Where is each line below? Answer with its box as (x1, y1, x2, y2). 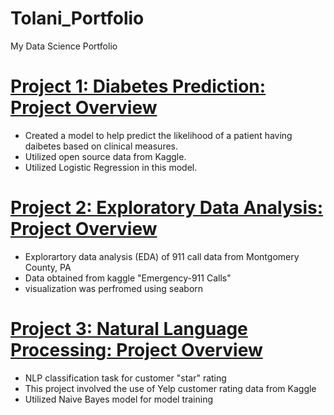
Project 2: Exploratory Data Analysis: (10, 197, 324, 219)
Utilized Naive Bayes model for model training (24, 393, 213, 405)
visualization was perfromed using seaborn (24, 282, 204, 294)
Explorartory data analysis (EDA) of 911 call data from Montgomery (24, 250, 300, 262)
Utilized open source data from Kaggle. (24, 150, 187, 162)
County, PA (24, 261, 72, 273)
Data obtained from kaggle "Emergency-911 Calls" (24, 272, 232, 284)
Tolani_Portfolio (10, 7, 145, 30)
